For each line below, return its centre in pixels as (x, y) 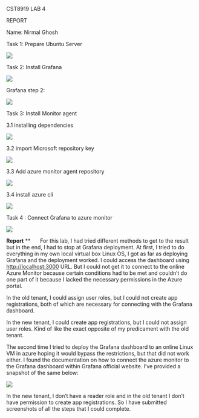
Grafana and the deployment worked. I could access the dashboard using (98, 260)
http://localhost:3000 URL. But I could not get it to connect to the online (95, 267)
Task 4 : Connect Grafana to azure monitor (60, 217)
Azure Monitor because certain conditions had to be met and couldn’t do (97, 273)
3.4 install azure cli (30, 194)
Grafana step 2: (26, 90)
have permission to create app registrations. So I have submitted (87, 402)
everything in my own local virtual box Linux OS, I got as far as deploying (97, 254)
